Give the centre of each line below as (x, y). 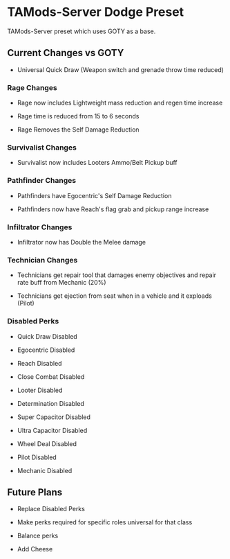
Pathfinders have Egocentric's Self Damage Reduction (94, 195)
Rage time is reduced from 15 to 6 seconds (78, 116)
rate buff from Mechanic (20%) (61, 283)
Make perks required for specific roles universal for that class (105, 522)
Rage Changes (32, 87)
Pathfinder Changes (42, 181)
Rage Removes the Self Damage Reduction (78, 130)
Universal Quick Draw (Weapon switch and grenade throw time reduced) (121, 69)
